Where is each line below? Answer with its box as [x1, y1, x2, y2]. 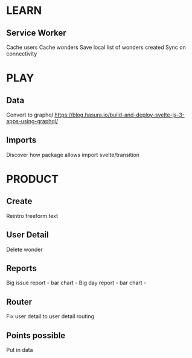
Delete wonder [6, 246, 43, 253]
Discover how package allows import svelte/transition [6, 151, 140, 158]
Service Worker [6, 28, 66, 38]
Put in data [6, 347, 33, 354]
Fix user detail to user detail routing [6, 313, 95, 320]
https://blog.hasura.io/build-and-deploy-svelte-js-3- [54, 111, 185, 118]
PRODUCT [6, 173, 59, 186]
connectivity [6, 50, 37, 57]
